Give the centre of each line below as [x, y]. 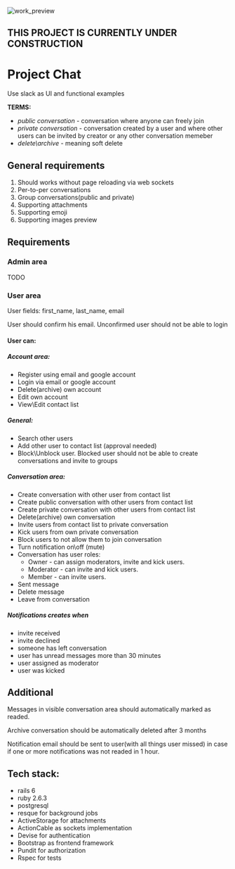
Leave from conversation [53, 599]
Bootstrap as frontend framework [66, 843]
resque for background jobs [58, 813]
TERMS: [19, 107]
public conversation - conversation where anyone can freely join [111, 121]
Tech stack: [33, 774]
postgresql [33, 806]
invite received [39, 633]
